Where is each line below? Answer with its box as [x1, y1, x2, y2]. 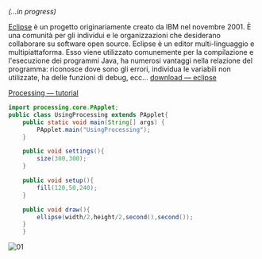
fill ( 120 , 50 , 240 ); [37, 184, 98, 191]
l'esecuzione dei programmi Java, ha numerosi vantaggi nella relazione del [8, 56, 252, 65]
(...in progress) [8, 7, 57, 16]
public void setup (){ [22, 176, 94, 184]
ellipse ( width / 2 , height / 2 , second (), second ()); [37, 213, 194, 221]
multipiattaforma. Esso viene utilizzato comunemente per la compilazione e [8, 48, 254, 56]
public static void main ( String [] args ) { [22, 118, 165, 126]
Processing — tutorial [8, 88, 79, 98]
